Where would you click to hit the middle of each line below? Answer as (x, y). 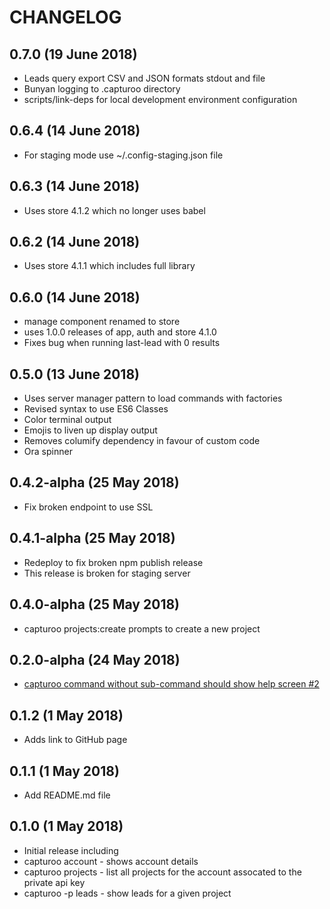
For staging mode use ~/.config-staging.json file (123, 155)
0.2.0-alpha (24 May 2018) (95, 659)
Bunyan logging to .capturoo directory (102, 89)
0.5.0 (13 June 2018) (74, 374)
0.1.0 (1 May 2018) (66, 826)
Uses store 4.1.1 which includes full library (109, 266)
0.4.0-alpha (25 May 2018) (95, 604)
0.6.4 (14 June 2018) (75, 131)
